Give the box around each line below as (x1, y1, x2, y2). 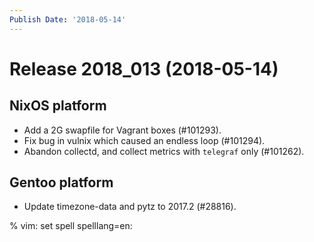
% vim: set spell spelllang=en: (9, 220, 133, 232)
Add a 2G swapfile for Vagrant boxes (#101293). (23, 124, 222, 136)
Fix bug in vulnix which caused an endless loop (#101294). (23, 134, 266, 146)
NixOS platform (9, 97, 107, 115)
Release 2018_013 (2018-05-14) (9, 57, 279, 80)
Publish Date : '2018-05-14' (9, 14, 127, 25)
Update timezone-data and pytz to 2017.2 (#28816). (23, 201, 237, 213)
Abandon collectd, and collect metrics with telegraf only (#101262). (23, 145, 305, 157)
